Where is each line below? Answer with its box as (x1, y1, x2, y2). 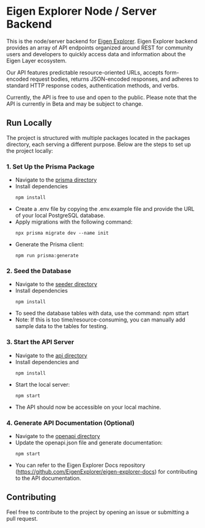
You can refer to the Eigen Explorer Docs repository (15, 461, 146, 469)
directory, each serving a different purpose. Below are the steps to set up (6, 141, 192, 148)
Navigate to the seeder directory (15, 280, 97, 288)
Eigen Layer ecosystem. (6, 57, 67, 64)
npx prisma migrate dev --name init (15, 230, 109, 237)
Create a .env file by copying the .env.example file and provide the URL (15, 205, 195, 213)
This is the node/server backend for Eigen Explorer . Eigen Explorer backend (6, 37, 198, 45)
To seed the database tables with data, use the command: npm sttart (15, 310, 189, 317)
